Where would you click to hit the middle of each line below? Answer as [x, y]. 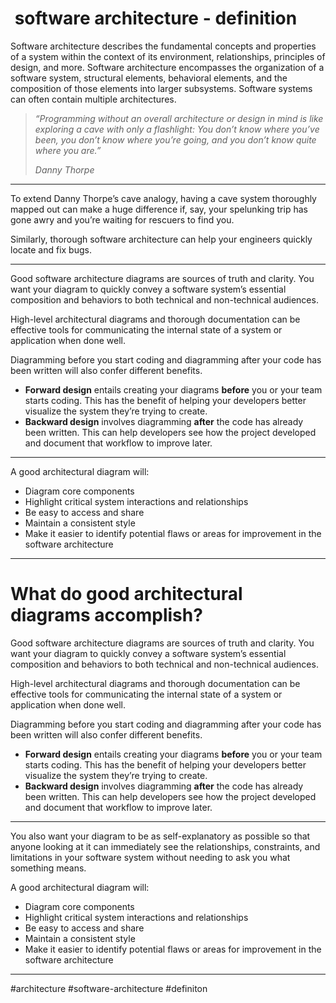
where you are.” [68, 150]
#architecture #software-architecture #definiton [109, 988]
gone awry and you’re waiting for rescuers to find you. [122, 219]
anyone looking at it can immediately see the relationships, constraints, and [165, 846]
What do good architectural [126, 594]
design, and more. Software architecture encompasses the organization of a [167, 67]
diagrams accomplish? [106, 615]
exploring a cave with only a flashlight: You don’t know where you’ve [177, 129]
